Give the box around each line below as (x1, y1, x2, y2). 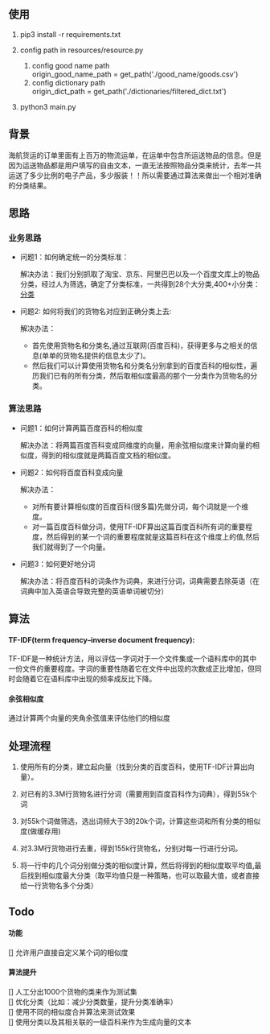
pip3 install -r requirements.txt (19, 29, 121, 39)
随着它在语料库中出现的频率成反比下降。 (22, 674, 157, 684)
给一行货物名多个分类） (19, 881, 98, 891)
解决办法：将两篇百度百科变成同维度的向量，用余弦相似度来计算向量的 (19, 440, 253, 449)
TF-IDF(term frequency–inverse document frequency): (8, 635, 195, 644)
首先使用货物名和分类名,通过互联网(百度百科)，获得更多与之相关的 (31, 341, 251, 350)
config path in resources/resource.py (19, 45, 144, 55)
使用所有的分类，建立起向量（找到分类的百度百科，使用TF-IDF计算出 (19, 762, 247, 771)
